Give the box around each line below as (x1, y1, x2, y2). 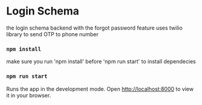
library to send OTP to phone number (6, 30, 99, 37)
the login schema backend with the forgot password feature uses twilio (6, 24, 183, 31)
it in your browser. (6, 92, 51, 99)
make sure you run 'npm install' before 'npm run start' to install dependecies (6, 58, 196, 65)
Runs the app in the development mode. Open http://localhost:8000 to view (6, 85, 194, 92)
